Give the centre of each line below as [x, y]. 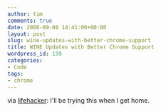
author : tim [25, 14]
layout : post [27, 34]
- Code [17, 67]
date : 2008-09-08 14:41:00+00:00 [57, 27]
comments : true [30, 21]
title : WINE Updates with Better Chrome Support [81, 47]
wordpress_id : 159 [35, 54]
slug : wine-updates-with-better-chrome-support [79, 41]
